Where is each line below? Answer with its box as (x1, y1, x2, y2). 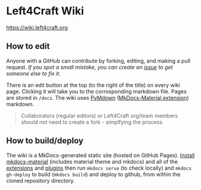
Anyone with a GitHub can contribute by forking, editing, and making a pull (6, 57, 191, 64)
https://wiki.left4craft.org (6, 24, 68, 31)
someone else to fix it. (6, 70, 61, 77)
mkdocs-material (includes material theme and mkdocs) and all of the (6, 158, 178, 165)
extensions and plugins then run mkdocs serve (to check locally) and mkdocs (6, 164, 192, 171)
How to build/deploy (6, 136, 84, 146)
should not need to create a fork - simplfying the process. (20, 118, 164, 125)
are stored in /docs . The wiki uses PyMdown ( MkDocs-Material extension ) (6, 94, 189, 101)
